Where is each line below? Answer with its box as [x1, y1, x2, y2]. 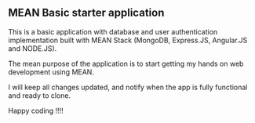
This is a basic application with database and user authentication [8, 27, 218, 36]
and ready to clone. [8, 90, 71, 100]
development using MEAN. [8, 67, 94, 77]
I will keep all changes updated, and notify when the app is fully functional [8, 82, 248, 92]
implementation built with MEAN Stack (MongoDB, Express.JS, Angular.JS [8, 35, 248, 45]
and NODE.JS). [8, 43, 57, 53]
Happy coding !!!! [8, 106, 64, 115]
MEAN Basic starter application [8, 6, 165, 20]
